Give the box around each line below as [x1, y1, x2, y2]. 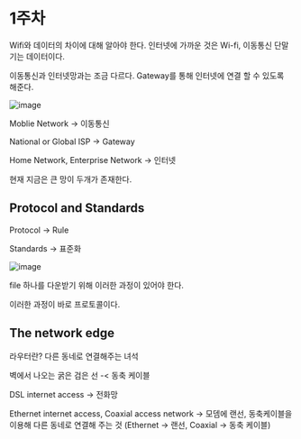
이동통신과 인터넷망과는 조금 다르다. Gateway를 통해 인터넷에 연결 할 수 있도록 [9, 69, 285, 81]
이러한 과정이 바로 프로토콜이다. [9, 298, 121, 309]
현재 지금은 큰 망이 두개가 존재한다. [9, 173, 132, 185]
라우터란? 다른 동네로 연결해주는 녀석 [9, 351, 139, 361]
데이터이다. [25, 50, 66, 61]
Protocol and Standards [9, 200, 145, 216]
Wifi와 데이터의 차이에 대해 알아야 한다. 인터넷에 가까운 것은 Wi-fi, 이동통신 [9, 40, 273, 50]
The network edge [9, 325, 115, 341]
